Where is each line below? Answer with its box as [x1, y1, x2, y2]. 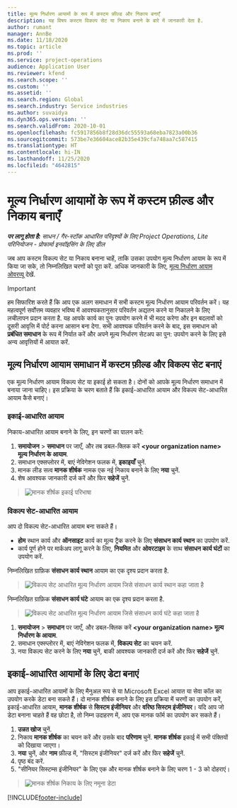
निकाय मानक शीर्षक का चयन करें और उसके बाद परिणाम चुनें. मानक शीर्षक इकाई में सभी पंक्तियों [17, 733, 229, 741]
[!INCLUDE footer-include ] [7, 793, 83, 802]
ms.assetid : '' [7, 89, 52, 96]
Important [7, 284, 36, 293]
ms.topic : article [7, 43, 62, 50]
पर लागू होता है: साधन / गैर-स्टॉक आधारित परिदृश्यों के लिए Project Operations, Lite [7, 232, 209, 240]
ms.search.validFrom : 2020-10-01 [7, 122, 106, 130]
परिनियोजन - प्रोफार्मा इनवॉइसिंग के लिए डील [7, 240, 105, 248]
